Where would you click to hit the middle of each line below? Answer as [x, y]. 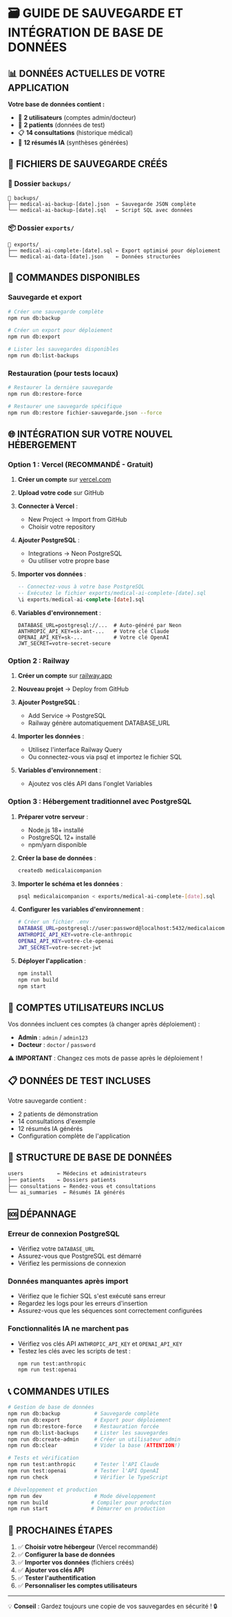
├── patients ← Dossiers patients [62, 1180]
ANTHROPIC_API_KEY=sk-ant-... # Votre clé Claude [93, 632]
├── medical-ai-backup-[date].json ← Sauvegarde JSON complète [102, 204]
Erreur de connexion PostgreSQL [64, 1234]
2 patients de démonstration [58, 1114]
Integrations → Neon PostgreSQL [75, 553]
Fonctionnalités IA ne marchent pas [68, 1329]
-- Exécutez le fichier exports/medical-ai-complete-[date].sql [112, 593]
